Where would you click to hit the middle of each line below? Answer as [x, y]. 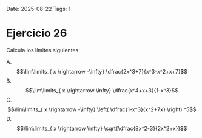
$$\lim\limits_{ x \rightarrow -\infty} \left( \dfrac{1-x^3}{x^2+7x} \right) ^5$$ [102, 109]
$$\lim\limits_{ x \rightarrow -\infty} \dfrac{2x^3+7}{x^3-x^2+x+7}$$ [102, 71]
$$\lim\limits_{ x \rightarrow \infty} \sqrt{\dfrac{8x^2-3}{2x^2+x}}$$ [102, 128]
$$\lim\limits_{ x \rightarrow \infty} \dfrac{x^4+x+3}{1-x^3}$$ [102, 90]
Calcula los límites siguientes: [43, 50]
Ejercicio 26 [37, 33]
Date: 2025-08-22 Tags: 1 [39, 9]
